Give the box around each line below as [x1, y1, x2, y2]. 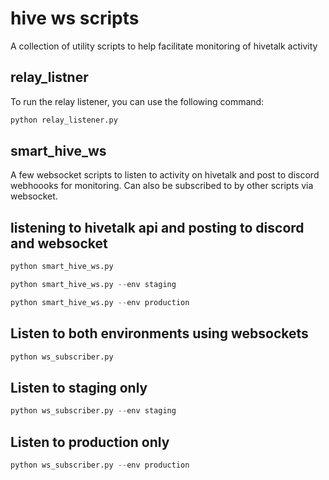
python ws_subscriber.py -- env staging [10, 406, 177, 416]
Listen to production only [10, 433, 170, 451]
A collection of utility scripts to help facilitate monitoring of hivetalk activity [10, 40, 318, 52]
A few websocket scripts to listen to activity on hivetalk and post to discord [10, 169, 320, 181]
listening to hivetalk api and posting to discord [10, 219, 305, 236]
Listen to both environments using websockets [10, 325, 309, 342]
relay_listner [10, 69, 89, 86]
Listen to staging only [10, 379, 148, 396]
